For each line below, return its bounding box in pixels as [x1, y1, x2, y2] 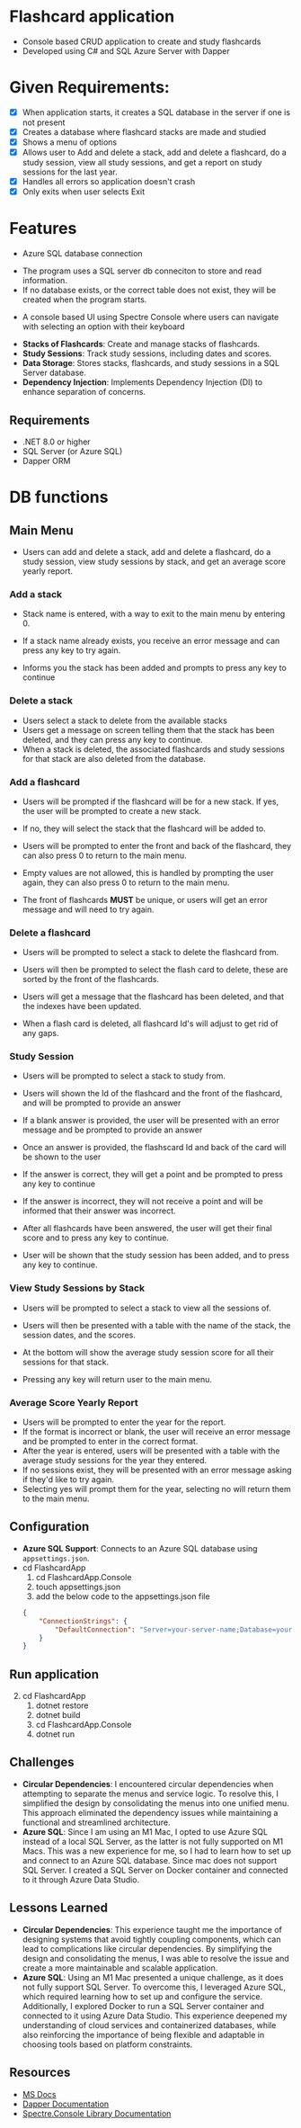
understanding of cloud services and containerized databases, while [22, 2019, 277, 2030]
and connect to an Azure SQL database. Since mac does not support [22, 1855, 278, 1865]
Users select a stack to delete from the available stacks [22, 715, 227, 726]
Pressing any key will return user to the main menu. [22, 1373, 213, 1384]
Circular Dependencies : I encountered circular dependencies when [22, 1778, 274, 1789]
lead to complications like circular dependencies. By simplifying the [22, 1943, 272, 1954]
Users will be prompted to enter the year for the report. [22, 1417, 226, 1427]
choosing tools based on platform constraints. [22, 2039, 193, 2050]
